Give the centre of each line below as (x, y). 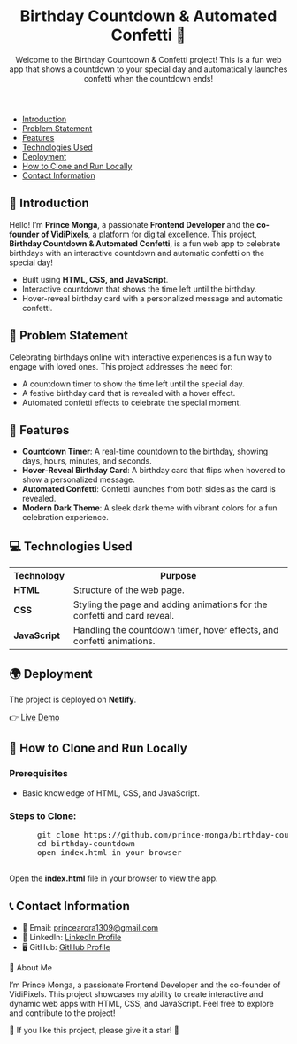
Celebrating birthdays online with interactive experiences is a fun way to (141, 357)
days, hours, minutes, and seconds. (87, 461)
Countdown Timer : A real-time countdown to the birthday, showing (145, 452)
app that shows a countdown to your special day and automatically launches (148, 69)
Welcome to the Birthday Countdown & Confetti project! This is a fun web (148, 59)
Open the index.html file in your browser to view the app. (114, 878)
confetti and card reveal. (124, 616)
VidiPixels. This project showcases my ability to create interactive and (136, 993)
